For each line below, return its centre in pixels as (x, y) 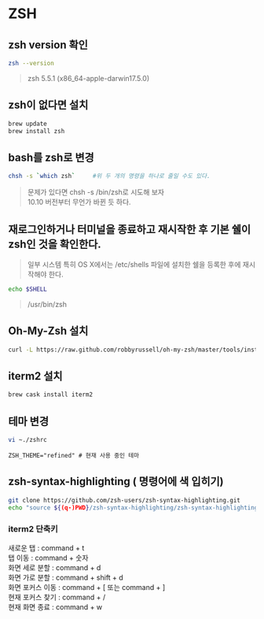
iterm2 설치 (35, 376)
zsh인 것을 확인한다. (55, 244)
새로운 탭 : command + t (46, 547)
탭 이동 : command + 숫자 (48, 558)
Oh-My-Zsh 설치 (48, 331)
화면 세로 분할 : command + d (55, 567)
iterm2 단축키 (33, 529)
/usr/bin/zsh (47, 304)
